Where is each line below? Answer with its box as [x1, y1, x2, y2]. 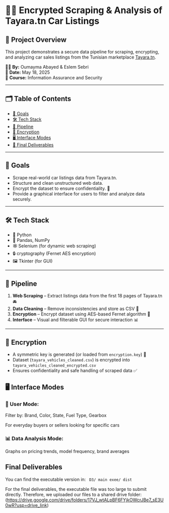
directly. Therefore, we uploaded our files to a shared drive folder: [5, 491, 142, 497]
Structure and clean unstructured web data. [12, 180, 103, 186]
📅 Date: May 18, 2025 [5, 69, 50, 75]
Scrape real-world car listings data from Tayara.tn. [12, 174, 117, 181]
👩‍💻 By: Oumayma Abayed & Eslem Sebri [5, 64, 89, 70]
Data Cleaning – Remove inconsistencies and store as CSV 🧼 [12, 305, 139, 312]
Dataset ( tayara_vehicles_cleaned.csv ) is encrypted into [12, 357, 130, 363]
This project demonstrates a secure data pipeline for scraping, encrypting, [5, 49, 159, 55]
